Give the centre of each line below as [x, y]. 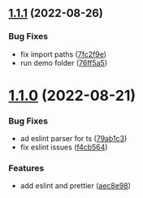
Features [26, 168]
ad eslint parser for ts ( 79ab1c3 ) [74, 139]
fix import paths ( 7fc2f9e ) [63, 54]
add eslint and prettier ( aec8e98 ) [76, 186]
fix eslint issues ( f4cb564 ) [64, 147]
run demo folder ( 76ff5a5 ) [64, 62]
